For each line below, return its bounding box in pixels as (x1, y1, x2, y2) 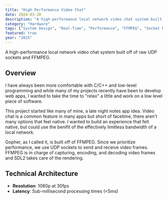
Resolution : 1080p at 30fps (12, 182, 69, 188)
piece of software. (5, 98, 43, 104)
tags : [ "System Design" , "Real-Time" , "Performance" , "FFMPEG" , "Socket (5, 26, 160, 31)
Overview (5, 69, 36, 78)
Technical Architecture (5, 169, 78, 178)
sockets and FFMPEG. (5, 54, 51, 60)
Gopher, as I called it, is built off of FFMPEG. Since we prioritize (5, 139, 136, 145)
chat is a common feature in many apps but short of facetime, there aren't (5, 113, 157, 119)
